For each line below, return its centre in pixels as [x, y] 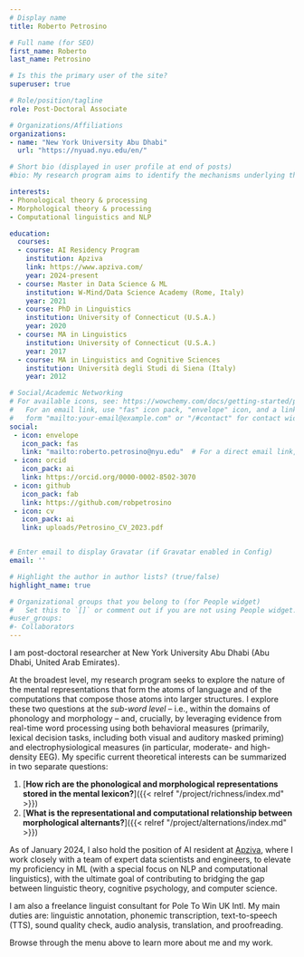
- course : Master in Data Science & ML [93, 284]
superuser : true [40, 84]
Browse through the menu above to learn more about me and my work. [141, 942]
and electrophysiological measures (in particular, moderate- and [129, 747]
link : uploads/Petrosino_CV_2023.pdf [93, 528]
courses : [34, 242]
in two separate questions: [59, 766]
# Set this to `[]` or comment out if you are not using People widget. [153, 610]
